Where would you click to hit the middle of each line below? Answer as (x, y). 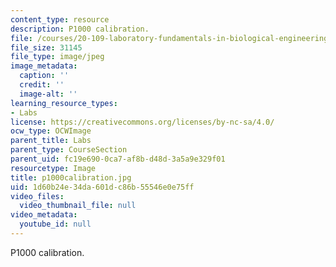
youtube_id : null (55, 224)
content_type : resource (60, 19)
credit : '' (42, 85)
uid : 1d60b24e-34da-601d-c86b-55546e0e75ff (102, 187)
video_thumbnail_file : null (78, 206)
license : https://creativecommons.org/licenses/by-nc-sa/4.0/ (142, 122)
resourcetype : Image (53, 168)
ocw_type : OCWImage (51, 131)
